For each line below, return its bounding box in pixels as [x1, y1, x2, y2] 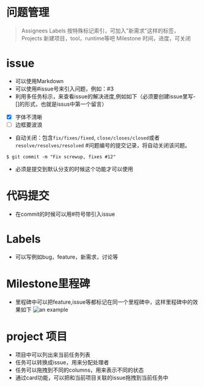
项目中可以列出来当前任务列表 [15, 351, 90, 358]
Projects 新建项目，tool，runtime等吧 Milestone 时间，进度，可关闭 [21, 34, 191, 42]
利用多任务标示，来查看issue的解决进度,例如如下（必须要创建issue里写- [15, 92, 196, 100]
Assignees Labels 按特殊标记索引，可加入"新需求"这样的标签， [21, 27, 180, 34]
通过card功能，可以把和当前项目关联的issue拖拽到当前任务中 [15, 374, 169, 381]
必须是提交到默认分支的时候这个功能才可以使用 [15, 166, 133, 172]
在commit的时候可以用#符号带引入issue [15, 210, 115, 218]
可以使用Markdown [15, 77, 64, 84]
